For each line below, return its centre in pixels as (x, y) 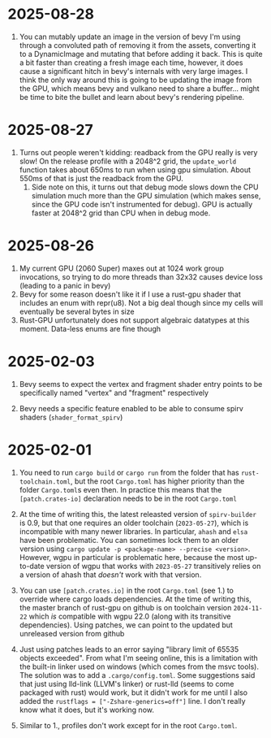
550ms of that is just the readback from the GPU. (101, 178)
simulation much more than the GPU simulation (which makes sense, (146, 195)
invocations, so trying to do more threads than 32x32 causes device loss (141, 276)
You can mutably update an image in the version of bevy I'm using (130, 37)
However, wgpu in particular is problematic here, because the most (131, 557)
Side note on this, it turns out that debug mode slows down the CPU (145, 187)
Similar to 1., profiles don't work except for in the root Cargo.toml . (128, 725)
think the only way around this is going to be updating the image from (135, 80)
